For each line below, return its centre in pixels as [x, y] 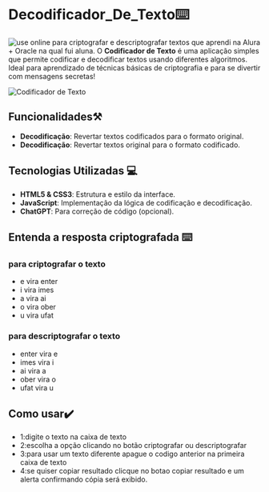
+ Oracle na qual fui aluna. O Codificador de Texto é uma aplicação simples [134, 50]
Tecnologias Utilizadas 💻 [73, 171]
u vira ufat [37, 315]
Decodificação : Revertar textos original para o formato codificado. [130, 145]
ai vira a [33, 370]
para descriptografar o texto [64, 336]
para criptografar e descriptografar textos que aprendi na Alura [156, 42]
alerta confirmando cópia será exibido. [84, 479]
